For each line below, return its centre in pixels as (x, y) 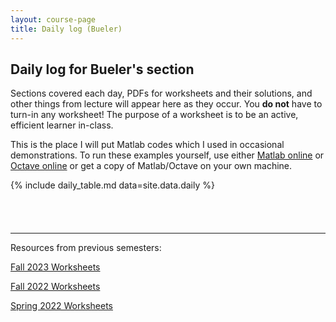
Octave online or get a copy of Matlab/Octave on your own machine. (151, 166)
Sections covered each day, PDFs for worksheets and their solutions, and (161, 93)
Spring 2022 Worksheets (62, 306)
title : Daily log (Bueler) (66, 29)
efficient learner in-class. (62, 125)
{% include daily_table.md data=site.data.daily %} (112, 185)
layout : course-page (53, 19)
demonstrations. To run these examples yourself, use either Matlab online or (167, 155)
